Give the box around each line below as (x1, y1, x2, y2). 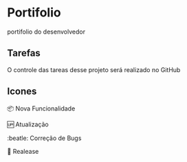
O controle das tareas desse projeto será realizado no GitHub (7, 65, 181, 73)
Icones (7, 86, 37, 97)
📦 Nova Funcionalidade (7, 104, 76, 113)
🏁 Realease (7, 147, 39, 155)
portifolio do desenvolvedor (7, 27, 86, 36)
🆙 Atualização (7, 120, 49, 128)
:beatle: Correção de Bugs (7, 134, 82, 142)
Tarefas (7, 47, 41, 59)
